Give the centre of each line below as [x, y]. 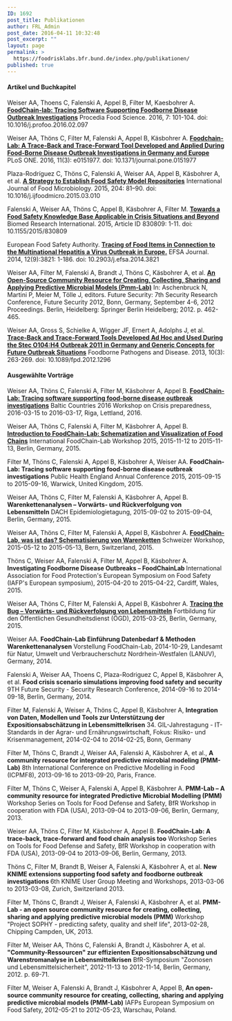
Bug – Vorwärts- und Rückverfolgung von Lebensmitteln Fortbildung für [112, 611]
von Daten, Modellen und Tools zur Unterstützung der [86, 718]
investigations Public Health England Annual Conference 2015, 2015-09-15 [114, 477]
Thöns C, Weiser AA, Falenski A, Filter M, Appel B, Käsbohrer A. [98, 561]
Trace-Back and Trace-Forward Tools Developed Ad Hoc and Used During [115, 337]
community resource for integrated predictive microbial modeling [103, 760]
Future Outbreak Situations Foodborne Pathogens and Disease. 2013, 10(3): [116, 352]
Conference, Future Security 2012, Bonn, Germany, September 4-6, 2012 [111, 302]
